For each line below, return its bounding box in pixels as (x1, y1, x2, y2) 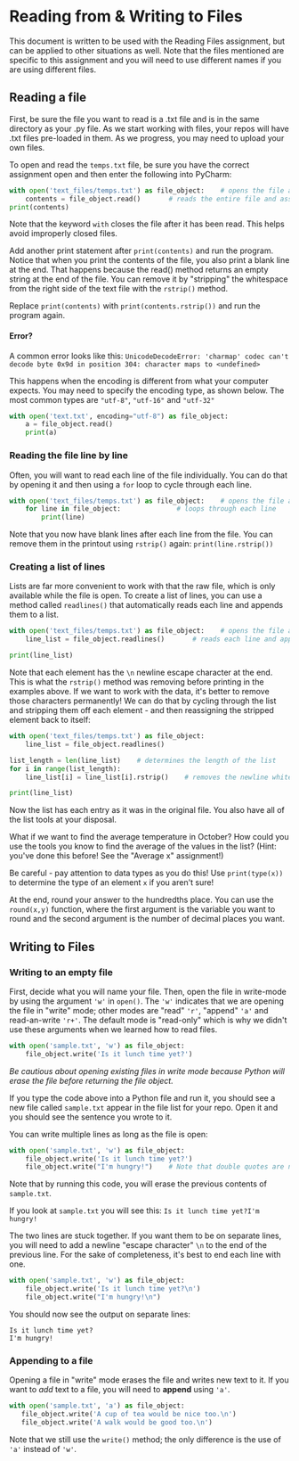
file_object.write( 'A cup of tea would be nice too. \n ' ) (20, 1410, 238, 1419)
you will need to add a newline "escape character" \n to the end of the (9, 1240, 267, 1251)
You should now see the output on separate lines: (9, 1309, 191, 1319)
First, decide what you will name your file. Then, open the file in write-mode (9, 986, 287, 997)
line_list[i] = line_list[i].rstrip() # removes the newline (25, 773, 269, 782)
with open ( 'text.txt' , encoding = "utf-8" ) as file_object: (9, 412, 229, 421)
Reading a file (9, 90, 87, 105)
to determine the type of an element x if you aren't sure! (9, 877, 214, 888)
